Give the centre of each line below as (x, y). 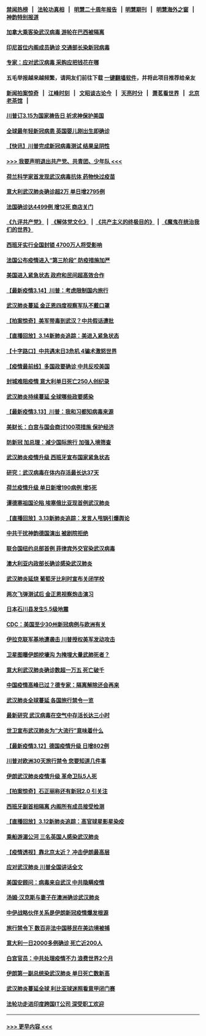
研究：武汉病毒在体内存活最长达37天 (53, 472)
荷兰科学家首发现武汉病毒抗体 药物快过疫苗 (61, 176)
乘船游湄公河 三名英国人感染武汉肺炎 (53, 837)
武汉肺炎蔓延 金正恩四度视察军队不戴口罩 (58, 305)
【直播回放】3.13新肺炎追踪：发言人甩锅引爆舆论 (68, 518)
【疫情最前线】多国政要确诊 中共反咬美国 (58, 366)
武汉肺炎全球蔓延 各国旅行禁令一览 (50, 700)
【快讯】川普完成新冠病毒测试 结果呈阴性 (58, 146)
